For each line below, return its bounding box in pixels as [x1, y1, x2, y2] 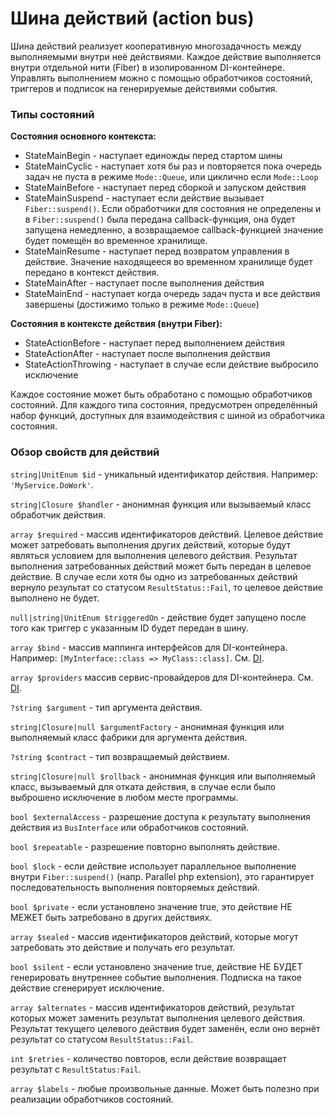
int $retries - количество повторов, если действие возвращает [10, 1052, 287, 1064]
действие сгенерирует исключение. [10, 982, 165, 994]
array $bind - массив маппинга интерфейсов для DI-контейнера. [10, 641, 288, 653]
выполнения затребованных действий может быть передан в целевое [10, 560, 312, 572]
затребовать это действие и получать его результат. [10, 941, 236, 953]
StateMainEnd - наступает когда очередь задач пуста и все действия [24, 288, 321, 300]
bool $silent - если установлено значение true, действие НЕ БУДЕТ [10, 960, 303, 972]
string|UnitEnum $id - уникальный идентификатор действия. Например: [10, 468, 318, 480]
